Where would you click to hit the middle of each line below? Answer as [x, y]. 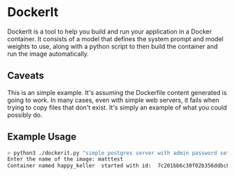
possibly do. [25, 115]
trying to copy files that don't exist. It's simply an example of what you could [117, 107]
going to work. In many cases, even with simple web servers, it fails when [113, 100]
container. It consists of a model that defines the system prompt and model [115, 38]
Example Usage [42, 137]
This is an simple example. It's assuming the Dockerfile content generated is [117, 92]
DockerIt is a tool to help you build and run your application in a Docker [109, 31]
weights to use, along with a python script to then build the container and [113, 46]
